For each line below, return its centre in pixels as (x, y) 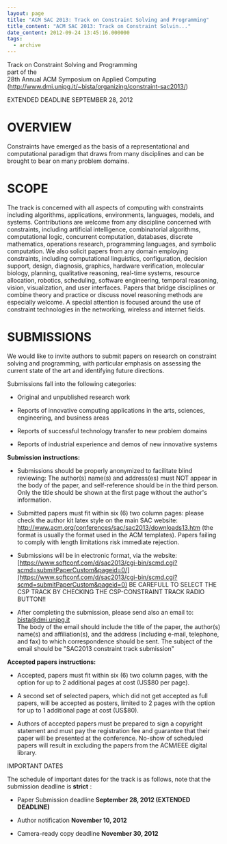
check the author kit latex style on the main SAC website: (97, 520)
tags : (15, 39)
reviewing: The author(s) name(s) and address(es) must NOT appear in (117, 478)
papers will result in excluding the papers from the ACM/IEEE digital (112, 745)
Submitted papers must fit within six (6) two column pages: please (110, 513)
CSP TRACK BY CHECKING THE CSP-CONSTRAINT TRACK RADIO (111, 591)
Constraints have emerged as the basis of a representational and (98, 146)
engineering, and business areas (63, 418)
